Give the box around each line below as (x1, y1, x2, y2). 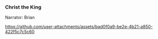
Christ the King (5, 4, 42, 10)
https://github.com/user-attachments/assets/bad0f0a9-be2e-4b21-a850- (5, 24, 153, 29)
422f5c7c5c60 (5, 29, 35, 35)
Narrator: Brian (5, 15, 35, 20)
